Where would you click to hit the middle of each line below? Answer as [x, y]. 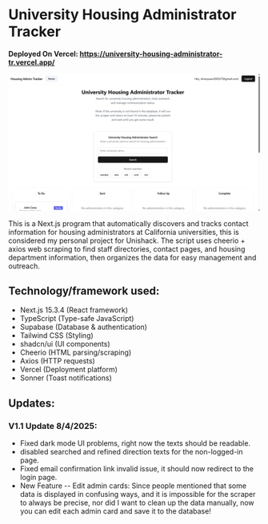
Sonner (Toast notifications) [66, 378]
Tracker [35, 32]
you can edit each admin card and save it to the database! [116, 511]
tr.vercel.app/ [32, 62]
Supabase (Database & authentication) [84, 327]
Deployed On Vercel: [43, 54]
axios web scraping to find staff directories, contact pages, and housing [127, 248]
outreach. [24, 266]
